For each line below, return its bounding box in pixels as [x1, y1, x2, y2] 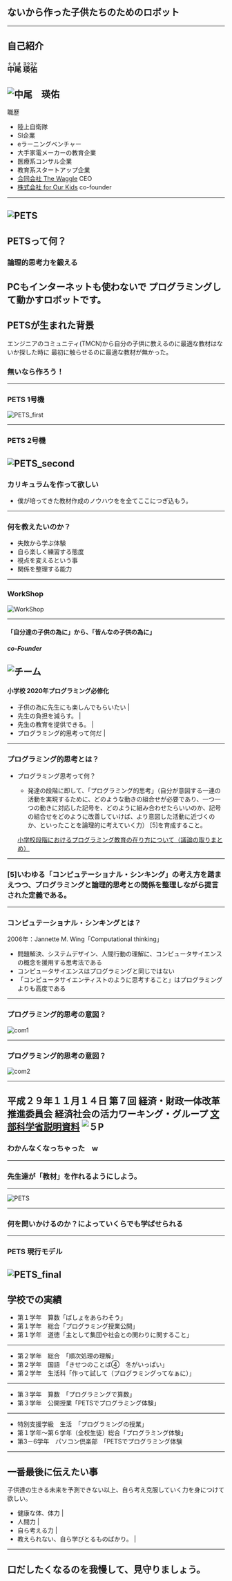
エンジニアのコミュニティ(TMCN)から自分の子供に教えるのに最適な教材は [7, 339, 217, 348]
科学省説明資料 [16, 1121, 80, 1133]
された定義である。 [7, 890, 71, 900]
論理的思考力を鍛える [7, 258, 78, 267]
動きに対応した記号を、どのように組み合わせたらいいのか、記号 [39, 804, 222, 812]
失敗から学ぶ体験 [17, 539, 66, 547]
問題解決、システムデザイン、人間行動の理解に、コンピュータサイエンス [17, 949, 222, 958]
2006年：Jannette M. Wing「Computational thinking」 [7, 935, 163, 943]
